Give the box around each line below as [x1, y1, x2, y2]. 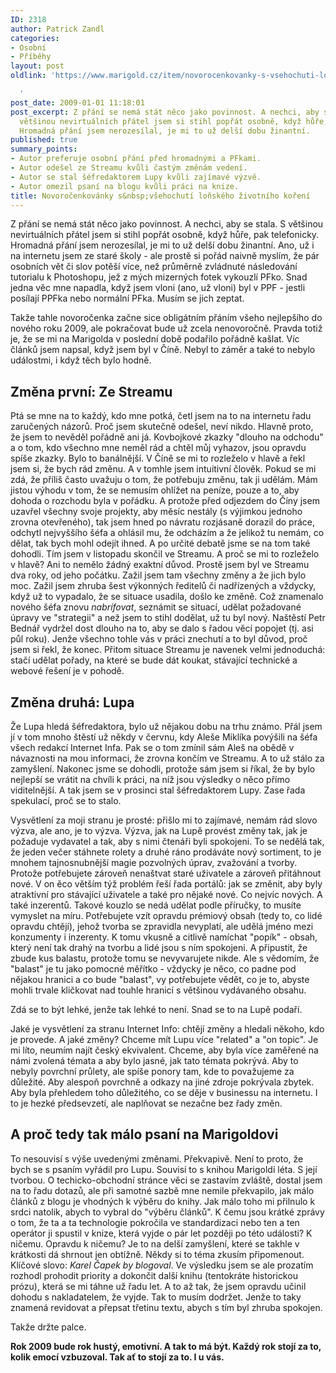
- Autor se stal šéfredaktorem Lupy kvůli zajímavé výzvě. [10, 172, 262, 182]
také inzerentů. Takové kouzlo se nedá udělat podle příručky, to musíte [10, 899, 302, 911]
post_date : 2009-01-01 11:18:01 [10, 97, 145, 108]
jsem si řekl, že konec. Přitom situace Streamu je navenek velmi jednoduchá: [10, 644, 326, 656]
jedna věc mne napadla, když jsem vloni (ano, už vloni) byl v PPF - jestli [10, 282, 306, 294]
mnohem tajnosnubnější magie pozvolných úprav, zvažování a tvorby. [10, 857, 298, 868]
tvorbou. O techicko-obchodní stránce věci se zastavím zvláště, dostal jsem [10, 1174, 323, 1186]
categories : [10, 33, 60, 43]
